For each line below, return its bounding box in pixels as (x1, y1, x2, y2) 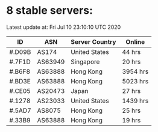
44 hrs (122, 47, 141, 56)
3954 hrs (122, 67, 149, 76)
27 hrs (122, 86, 141, 95)
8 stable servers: (6, 4, 93, 17)
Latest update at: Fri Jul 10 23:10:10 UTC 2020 (6, 23, 121, 31)
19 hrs (122, 116, 141, 124)
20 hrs (122, 58, 141, 66)
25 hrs (122, 106, 141, 115)
